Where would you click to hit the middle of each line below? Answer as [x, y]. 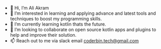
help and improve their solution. [43, 35]
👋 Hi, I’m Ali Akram [29, 8]
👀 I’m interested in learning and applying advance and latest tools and [83, 13]
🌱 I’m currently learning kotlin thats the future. [58, 24]
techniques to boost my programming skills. [56, 19]
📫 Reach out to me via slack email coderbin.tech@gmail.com [74, 41]
